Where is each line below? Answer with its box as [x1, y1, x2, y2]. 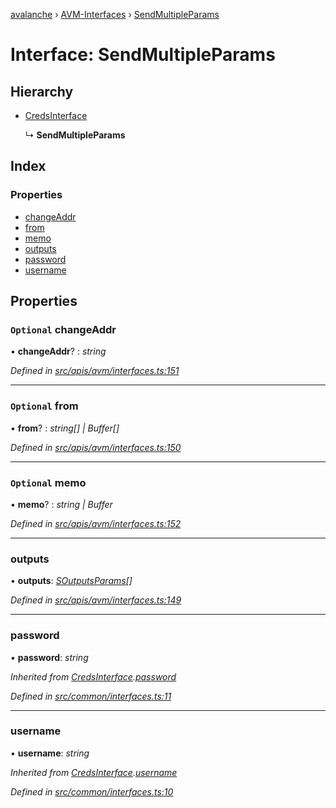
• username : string [10, 747, 90, 759]
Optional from [10, 399, 79, 413]
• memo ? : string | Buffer [10, 498, 113, 510]
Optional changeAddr [10, 323, 117, 336]
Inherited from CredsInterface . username [10, 766, 178, 778]
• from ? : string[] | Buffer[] [10, 422, 120, 434]
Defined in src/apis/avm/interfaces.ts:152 [10, 517, 182, 529]
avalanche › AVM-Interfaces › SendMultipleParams [10, 9, 220, 20]
